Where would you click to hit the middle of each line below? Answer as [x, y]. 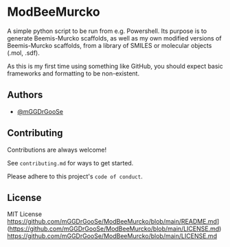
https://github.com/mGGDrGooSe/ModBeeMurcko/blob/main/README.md [112, 222]
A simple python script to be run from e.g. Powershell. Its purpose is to [107, 31]
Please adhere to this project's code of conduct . [75, 176]
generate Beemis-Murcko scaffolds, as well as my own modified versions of [114, 38]
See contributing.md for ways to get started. [70, 163]
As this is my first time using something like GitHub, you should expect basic [115, 66]
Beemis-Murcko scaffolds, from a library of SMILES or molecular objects [110, 45]
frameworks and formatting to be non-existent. [73, 73]
